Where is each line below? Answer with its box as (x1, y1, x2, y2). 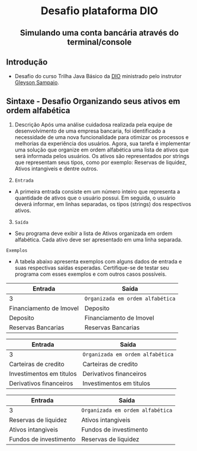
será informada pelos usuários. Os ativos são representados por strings (14, 153, 189, 160)
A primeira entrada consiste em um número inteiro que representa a (14, 188, 180, 195)
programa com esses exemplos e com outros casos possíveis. (14, 270, 167, 278)
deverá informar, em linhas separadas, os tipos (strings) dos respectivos (14, 201, 191, 208)
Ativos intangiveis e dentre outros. (14, 165, 99, 172)
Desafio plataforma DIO (40, 4, 159, 18)
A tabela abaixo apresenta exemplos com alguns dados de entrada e (14, 258, 182, 265)
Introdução (6, 57, 48, 67)
